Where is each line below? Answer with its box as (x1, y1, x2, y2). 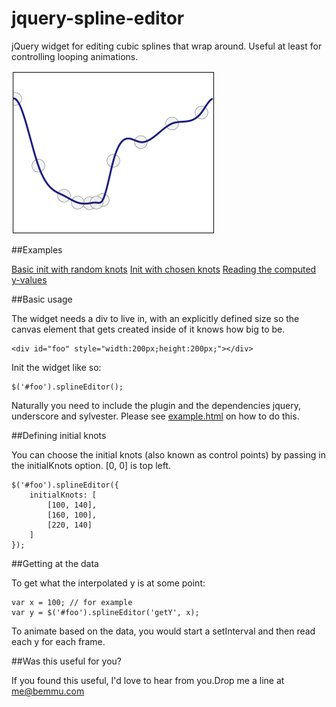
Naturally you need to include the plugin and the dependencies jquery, (11, 399, 301, 411)
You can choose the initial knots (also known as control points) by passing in (11, 448, 326, 461)
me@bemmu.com (11, 685, 85, 697)
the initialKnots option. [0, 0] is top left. (11, 459, 172, 471)
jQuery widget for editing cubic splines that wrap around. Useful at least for (11, 40, 323, 52)
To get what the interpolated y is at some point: (11, 577, 206, 589)
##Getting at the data (11, 557, 99, 569)
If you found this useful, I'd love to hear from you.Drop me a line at (11, 674, 285, 686)
